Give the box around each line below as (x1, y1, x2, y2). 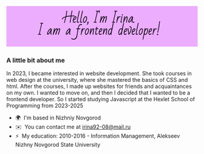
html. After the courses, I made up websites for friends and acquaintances (6, 82, 192, 90)
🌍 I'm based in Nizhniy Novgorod (15, 114, 101, 121)
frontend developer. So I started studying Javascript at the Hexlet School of (6, 96, 195, 103)
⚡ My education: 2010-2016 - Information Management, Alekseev (15, 132, 180, 139)
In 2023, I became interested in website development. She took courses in (6, 70, 192, 77)
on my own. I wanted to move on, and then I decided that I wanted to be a (6, 89, 191, 96)
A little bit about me (6, 56, 66, 64)
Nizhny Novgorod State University (15, 141, 101, 149)
